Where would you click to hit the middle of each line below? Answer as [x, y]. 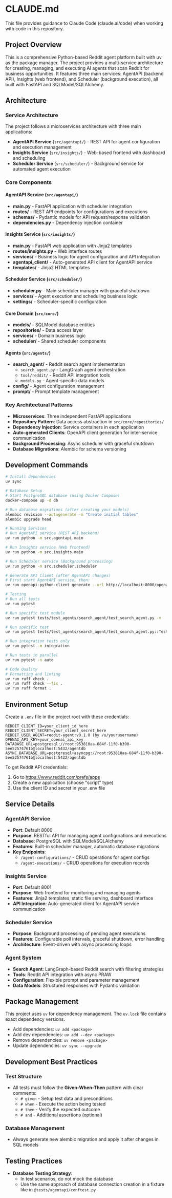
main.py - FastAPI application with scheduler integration [72, 206]
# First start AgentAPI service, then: [48, 580]
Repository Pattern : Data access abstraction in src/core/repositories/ [88, 421]
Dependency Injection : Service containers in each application [78, 427]
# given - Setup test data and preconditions [67, 1099]
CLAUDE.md [32, 9]
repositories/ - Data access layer [48, 330]
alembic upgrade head [28, 519]
